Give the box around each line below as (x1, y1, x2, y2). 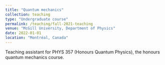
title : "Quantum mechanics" (5, 7, 64, 12)
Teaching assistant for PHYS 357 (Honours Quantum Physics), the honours (5, 48, 160, 55)
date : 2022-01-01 (5, 30, 42, 35)
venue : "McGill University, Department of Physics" (5, 26, 115, 31)
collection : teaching (5, 12, 51, 17)
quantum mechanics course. (5, 54, 64, 60)
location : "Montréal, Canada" (5, 35, 69, 40)
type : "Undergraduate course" (5, 16, 69, 21)
